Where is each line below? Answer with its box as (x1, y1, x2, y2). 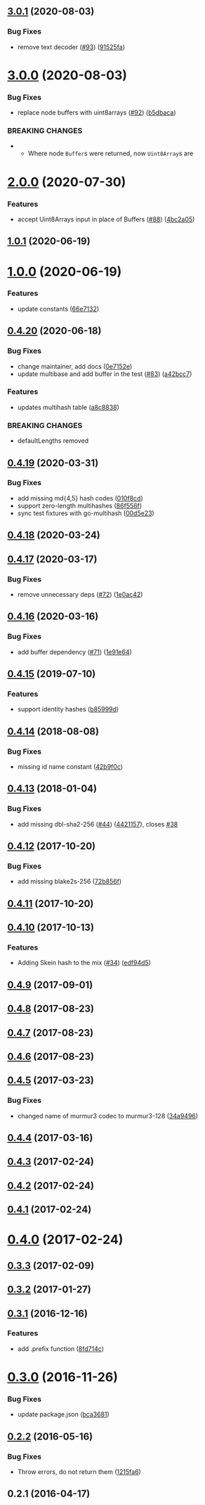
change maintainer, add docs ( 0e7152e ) (17, 362, 133, 370)
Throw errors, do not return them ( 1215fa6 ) (17, 1468, 142, 1476)
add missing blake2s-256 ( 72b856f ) (17, 877, 122, 886)
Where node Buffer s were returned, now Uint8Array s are (27, 149, 194, 157)
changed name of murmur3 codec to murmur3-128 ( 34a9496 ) (17, 1111, 199, 1120)
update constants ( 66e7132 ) (17, 304, 100, 313)
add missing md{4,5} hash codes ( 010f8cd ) (17, 493, 143, 502)
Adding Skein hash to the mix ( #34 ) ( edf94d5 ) (17, 959, 151, 967)
